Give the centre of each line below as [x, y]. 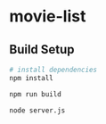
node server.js [37, 110]
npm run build [36, 94]
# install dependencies [53, 70]
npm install [31, 78]
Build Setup [42, 50]
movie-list [48, 17]
